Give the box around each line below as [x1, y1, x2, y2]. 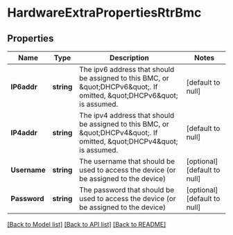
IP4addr [10, 128, 38, 137]
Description [110, 53, 149, 62]
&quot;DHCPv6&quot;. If [79, 82, 158, 92]
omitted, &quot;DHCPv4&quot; [79, 137, 178, 146]
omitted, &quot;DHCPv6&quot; [79, 91, 178, 100]
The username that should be [79, 157, 175, 166]
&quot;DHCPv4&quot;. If [79, 128, 158, 137]
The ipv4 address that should [79, 111, 175, 120]
